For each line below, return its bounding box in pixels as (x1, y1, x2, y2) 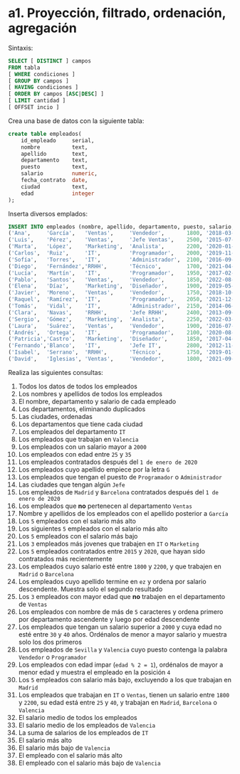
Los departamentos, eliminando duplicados (18, 404, 146, 413)
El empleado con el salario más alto (18, 751, 123, 759)
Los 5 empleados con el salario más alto (18, 516, 136, 525)
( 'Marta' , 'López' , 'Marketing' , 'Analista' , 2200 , (8, 243, 203, 250)
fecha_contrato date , (21, 176, 88, 184)
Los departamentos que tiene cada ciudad (18, 420, 143, 428)
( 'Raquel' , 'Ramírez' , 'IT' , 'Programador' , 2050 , (8, 296, 203, 303)
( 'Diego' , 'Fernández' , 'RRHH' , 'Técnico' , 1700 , (8, 263, 203, 270)
